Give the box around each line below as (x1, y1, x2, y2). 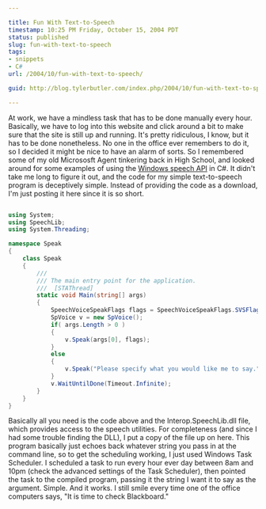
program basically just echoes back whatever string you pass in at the (8, 441, 237, 451)
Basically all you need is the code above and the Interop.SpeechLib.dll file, (8, 416, 251, 426)
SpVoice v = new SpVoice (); (50, 313, 144, 321)
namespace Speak (8, 240, 62, 248)
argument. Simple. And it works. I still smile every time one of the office (8, 484, 241, 493)
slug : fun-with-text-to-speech (8, 40, 112, 48)
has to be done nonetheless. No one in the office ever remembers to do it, (8, 138, 249, 147)
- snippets (8, 55, 44, 63)
